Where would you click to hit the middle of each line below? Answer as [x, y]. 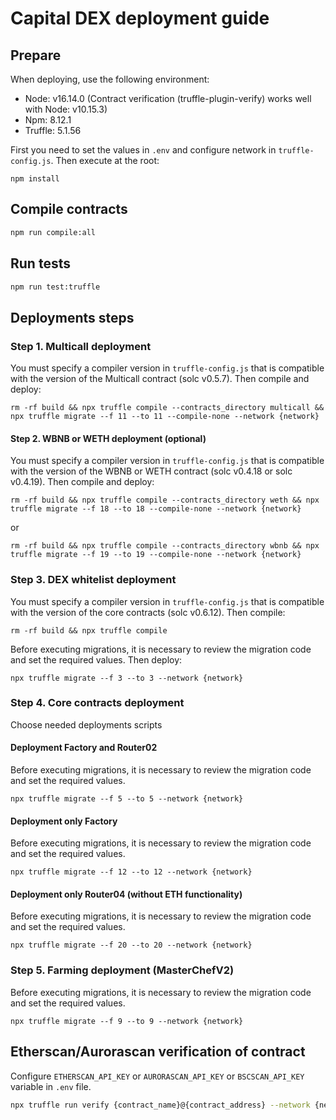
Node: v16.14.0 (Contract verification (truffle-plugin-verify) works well [168, 98]
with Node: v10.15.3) [66, 109]
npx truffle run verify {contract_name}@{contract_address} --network [160, 1105]
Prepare [36, 55]
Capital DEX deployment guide [140, 18]
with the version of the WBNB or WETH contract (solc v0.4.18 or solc [151, 471]
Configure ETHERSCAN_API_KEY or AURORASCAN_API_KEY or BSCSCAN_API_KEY [157, 1076]
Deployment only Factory [64, 821]
